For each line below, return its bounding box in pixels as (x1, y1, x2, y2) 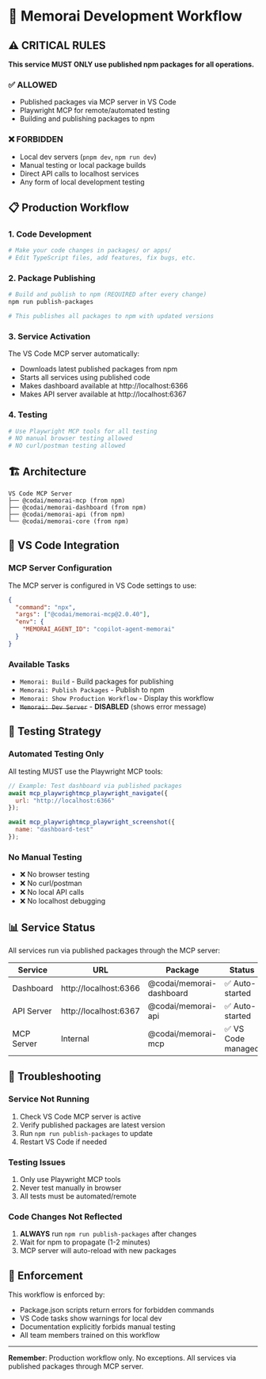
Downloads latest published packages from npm (19, 364, 178, 374)
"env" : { (15, 618, 44, 626)
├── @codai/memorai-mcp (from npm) (8, 496, 126, 505)
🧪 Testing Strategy (8, 725, 101, 738)
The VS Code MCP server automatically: (8, 349, 140, 358)
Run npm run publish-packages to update (19, 1128, 153, 1138)
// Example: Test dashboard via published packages (8, 782, 182, 790)
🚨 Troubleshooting (8, 1070, 101, 1083)
